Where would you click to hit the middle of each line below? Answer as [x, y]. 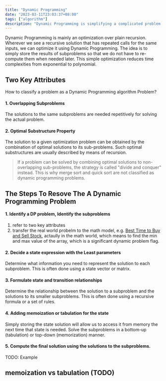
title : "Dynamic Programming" [36, 10]
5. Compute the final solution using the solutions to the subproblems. [78, 346]
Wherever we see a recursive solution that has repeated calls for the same [81, 43]
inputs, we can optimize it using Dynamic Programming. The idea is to [76, 48]
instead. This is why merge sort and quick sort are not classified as [86, 173]
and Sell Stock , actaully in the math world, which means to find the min [84, 236]
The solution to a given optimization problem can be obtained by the [75, 142]
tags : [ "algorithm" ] [27, 19]
